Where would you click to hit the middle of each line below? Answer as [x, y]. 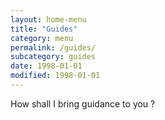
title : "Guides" [44, 29]
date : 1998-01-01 [46, 66]
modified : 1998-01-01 [55, 76]
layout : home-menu [48, 19]
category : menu [42, 38]
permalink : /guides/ [53, 47]
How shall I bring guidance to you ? [83, 103]
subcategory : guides [53, 57]
